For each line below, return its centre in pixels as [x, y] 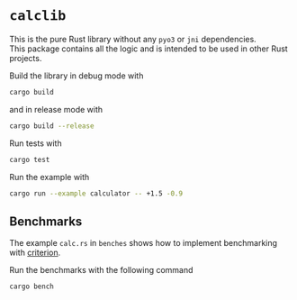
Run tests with [36, 143]
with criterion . [35, 253]
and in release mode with [56, 109]
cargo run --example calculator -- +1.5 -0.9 [96, 193]
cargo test [30, 159]
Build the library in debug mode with [76, 76]
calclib [38, 16]
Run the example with [49, 177]
